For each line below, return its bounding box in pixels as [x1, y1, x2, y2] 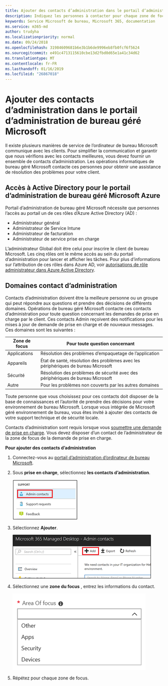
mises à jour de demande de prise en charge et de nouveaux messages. [5, 321, 154, 327]
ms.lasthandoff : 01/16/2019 [5, 66, 64, 71]
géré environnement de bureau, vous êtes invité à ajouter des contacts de [5, 409, 157, 415]
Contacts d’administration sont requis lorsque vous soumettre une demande [5, 424, 161, 430]
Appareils [7, 360, 27, 366]
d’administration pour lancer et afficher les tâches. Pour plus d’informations [5, 256, 160, 262]
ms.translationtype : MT [5, 56, 55, 61]
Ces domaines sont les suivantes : [5, 327, 76, 333]
